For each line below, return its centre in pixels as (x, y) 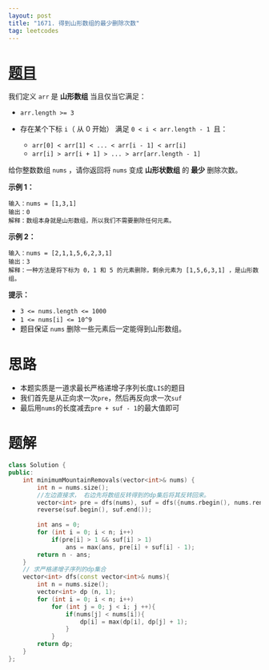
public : (21, 473)
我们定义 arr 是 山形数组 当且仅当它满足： (77, 96)
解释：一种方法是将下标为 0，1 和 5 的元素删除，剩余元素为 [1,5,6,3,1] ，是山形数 (133, 270)
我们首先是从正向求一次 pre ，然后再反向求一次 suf (101, 398)
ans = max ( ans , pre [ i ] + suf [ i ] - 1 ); (130, 547)
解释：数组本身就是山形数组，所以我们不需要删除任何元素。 (92, 221)
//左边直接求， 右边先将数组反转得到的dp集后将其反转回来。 (124, 495)
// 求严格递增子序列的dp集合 (64, 570)
